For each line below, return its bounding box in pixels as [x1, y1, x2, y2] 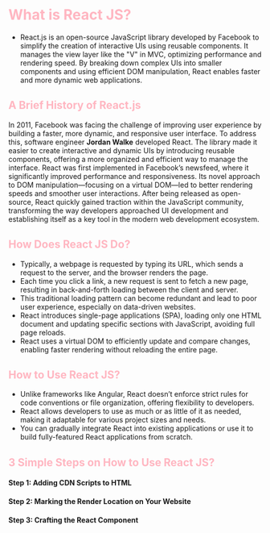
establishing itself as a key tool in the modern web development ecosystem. [8, 214, 260, 223]
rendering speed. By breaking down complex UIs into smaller [19, 58, 223, 68]
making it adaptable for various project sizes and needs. [19, 415, 207, 425]
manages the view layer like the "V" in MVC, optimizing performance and [19, 49, 262, 59]
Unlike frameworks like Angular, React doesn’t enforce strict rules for [19, 389, 249, 399]
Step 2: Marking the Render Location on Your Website [8, 496, 191, 506]
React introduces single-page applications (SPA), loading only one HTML [19, 310, 262, 320]
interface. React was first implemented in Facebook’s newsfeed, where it [8, 163, 249, 173]
